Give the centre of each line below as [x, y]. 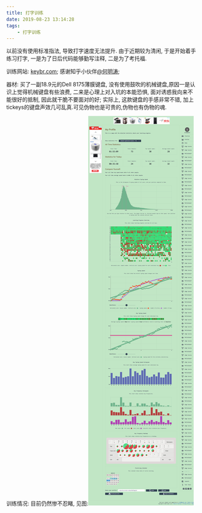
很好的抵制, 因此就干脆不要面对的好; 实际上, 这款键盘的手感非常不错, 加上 [103, 100]
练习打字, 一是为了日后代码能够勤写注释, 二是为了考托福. [76, 58]
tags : [13, 26]
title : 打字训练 [25, 13]
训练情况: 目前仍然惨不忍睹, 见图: [47, 504]
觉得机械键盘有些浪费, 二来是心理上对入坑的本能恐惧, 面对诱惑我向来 [102, 92]
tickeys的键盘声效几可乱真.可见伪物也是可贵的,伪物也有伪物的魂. [86, 107]
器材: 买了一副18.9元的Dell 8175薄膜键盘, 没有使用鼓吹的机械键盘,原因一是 [98, 85]
